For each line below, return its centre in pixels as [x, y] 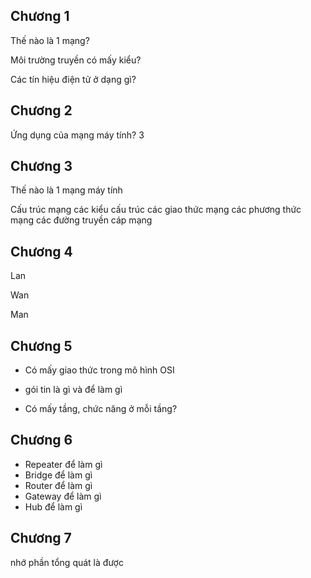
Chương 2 [41, 110]
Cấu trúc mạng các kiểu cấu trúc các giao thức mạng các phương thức [156, 210]
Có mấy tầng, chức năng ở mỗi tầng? [101, 409]
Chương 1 [40, 16]
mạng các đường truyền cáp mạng [81, 220]
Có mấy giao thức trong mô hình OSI [99, 370]
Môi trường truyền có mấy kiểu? [76, 60]
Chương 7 [41, 538]
